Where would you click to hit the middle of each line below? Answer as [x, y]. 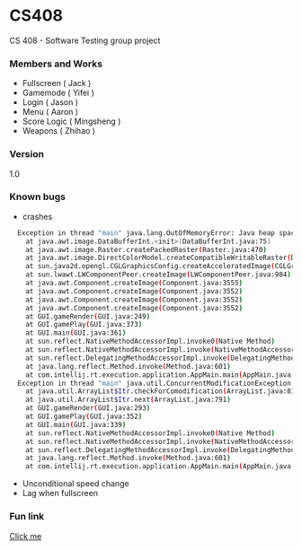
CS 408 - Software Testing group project [85, 40]
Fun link [27, 517]
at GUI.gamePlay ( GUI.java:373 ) [84, 325]
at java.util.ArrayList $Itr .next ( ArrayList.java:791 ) [128, 400]
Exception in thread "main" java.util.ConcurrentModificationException [155, 383]
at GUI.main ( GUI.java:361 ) [76, 333]
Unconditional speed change [75, 484]
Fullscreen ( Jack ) [57, 83]
